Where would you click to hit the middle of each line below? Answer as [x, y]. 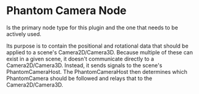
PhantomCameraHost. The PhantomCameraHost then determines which [97, 71]
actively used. [24, 34]
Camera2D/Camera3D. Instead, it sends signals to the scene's [85, 65]
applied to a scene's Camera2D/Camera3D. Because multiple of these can [100, 52]
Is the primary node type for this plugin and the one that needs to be [92, 27]
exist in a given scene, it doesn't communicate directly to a [80, 59]
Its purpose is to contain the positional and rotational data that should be [97, 46]
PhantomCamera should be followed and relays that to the [79, 78]
